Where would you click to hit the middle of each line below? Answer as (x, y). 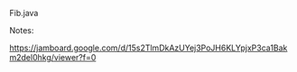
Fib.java (24, 13)
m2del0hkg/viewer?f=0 (53, 57)
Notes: (22, 30)
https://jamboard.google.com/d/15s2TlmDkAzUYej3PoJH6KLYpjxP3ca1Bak (148, 48)
